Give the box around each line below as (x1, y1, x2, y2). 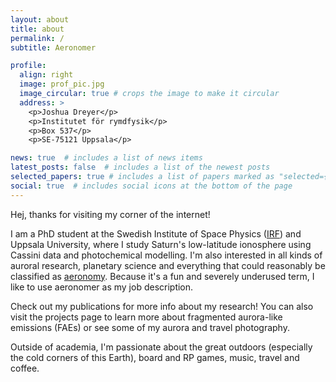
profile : (10, 61, 47, 71)
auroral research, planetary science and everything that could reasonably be (10, 259, 326, 271)
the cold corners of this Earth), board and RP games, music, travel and (10, 351, 300, 363)
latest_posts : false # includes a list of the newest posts (10, 162, 271, 173)
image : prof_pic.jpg (19, 79, 105, 90)
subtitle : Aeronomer (10, 42, 97, 53)
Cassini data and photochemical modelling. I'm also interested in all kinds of (10, 249, 323, 261)
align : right (19, 70, 74, 80)
